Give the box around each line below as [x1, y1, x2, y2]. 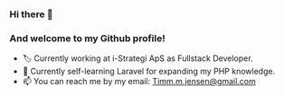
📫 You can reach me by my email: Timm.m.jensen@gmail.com [22, 76, 256, 87]
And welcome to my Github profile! [9, 31, 166, 44]
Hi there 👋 [9, 8, 54, 21]
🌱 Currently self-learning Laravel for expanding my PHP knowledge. [22, 66, 276, 77]
